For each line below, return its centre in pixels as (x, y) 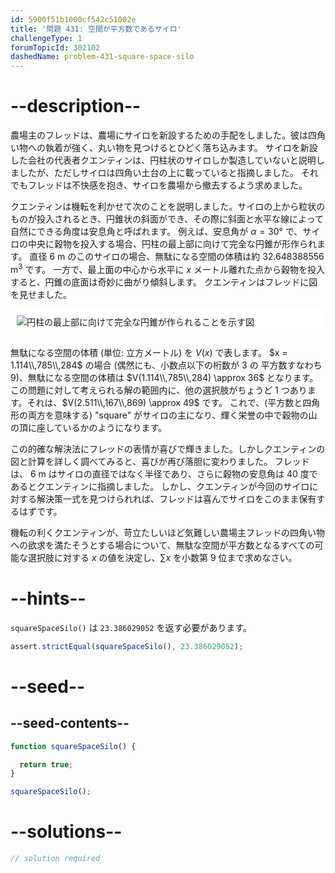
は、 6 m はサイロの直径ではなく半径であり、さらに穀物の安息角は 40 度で (164, 473)
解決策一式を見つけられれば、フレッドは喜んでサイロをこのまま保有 (176, 498)
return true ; (46, 764)
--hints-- (48, 598)
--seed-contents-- (70, 723)
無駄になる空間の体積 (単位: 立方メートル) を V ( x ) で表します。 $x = (149, 352)
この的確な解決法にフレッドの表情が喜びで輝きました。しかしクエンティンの (168, 448)
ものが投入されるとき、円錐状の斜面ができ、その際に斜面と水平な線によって (167, 219)
